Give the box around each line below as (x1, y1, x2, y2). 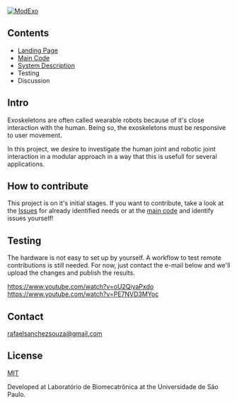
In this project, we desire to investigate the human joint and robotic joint (7, 144, 216, 153)
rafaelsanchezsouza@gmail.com (7, 329, 103, 338)
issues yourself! (7, 214, 54, 223)
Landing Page (17, 46, 59, 55)
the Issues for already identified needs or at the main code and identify (7, 207, 214, 215)
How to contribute (7, 180, 89, 192)
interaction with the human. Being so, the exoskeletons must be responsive (7, 123, 226, 131)
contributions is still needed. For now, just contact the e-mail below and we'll (7, 261, 231, 270)
